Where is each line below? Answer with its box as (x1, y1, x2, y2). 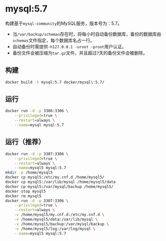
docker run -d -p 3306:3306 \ (5, 109, 69, 114)
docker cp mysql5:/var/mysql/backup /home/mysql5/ (5, 184, 114, 189)
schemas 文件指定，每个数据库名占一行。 (12, 37, 95, 43)
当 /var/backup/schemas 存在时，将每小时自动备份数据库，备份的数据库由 (12, 31, 161, 37)
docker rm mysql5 (5, 193, 42, 199)
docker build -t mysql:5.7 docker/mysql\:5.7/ (5, 79, 105, 85)
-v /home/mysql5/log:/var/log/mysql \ (14, 226, 96, 231)
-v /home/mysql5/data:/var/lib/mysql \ (14, 217, 98, 222)
